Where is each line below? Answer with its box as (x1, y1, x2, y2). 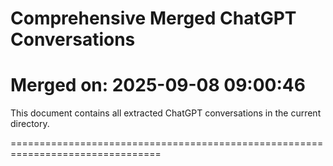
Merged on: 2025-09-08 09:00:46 (10, 74, 306, 97)
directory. (10, 118, 50, 130)
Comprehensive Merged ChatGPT (10, 7, 297, 30)
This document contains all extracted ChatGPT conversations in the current (10, 107, 322, 119)
